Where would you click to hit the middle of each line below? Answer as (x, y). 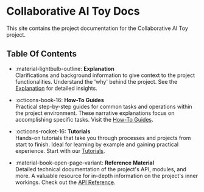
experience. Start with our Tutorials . (60, 150)
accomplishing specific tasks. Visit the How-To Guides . (84, 119)
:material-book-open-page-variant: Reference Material (84, 163)
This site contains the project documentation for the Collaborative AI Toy (97, 28)
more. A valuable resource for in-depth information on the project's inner (107, 175)
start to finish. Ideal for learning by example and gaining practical (97, 144)
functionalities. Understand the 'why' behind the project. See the (96, 81)
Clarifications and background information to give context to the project (105, 75)
